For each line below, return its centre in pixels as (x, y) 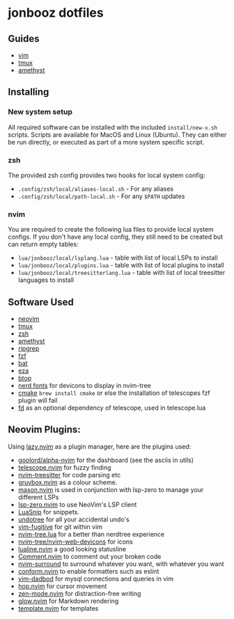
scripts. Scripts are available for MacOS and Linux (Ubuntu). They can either (117, 135)
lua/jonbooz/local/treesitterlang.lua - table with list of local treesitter (122, 273)
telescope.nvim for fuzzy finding (64, 467)
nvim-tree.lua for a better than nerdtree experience (91, 534)
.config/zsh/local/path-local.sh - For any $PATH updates (101, 196)
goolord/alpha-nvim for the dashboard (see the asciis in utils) (106, 460)
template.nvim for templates (58, 608)
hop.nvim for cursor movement (62, 586)
